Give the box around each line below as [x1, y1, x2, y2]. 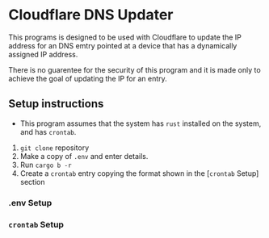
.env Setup [8, 197, 53, 208]
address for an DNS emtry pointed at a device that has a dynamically [8, 40, 237, 50]
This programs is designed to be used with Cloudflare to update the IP [8, 32, 242, 42]
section [19, 177, 45, 186]
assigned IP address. [8, 49, 78, 59]
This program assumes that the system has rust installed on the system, [19, 119, 262, 128]
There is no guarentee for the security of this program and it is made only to [8, 65, 261, 74]
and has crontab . [19, 127, 77, 136]
